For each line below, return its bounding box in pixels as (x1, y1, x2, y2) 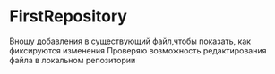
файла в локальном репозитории (9, 54, 136, 65)
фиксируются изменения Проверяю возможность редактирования (9, 45, 267, 55)
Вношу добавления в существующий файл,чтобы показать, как (9, 36, 252, 46)
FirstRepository (9, 6, 128, 27)
